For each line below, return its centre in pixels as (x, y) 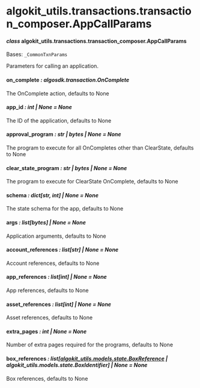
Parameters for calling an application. (53, 66)
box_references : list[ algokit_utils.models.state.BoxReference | (87, 359)
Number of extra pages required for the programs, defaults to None (89, 345)
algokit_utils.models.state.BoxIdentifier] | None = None (77, 365)
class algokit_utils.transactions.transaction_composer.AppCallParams (96, 41)
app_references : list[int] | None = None (56, 277)
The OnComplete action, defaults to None (58, 93)
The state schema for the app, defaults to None (65, 209)
